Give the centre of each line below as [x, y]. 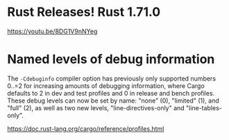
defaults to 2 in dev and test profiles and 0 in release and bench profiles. [111, 93]
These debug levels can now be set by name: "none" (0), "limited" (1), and [113, 100]
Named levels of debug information [111, 59]
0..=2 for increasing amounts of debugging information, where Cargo [106, 86]
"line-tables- [204, 107]
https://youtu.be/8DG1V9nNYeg [52, 31]
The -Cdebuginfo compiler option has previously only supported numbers [112, 78]
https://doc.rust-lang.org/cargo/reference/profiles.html [86, 128]
